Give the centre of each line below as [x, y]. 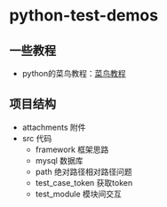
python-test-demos [83, 16]
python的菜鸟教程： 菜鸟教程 [74, 73]
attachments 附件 [54, 127]
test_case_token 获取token [84, 182]
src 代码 [37, 138]
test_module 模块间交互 [79, 194]
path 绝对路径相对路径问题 [83, 171]
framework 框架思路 [72, 149]
